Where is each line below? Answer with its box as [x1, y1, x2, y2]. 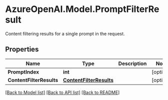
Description [118, 60, 147, 67]
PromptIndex [7, 68, 39, 75]
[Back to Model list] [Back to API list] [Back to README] [5, 89, 120, 95]
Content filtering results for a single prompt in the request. [5, 30, 125, 36]
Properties [5, 45, 39, 53]
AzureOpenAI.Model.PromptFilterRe [5, 3, 159, 15]
